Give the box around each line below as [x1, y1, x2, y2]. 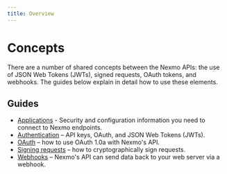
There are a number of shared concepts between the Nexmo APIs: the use [7, 63, 220, 71]
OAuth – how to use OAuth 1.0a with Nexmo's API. [17, 138, 160, 146]
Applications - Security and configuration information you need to [17, 116, 206, 125]
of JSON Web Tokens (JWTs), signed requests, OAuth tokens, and [7, 70, 196, 78]
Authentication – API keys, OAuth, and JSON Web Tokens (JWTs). [17, 131, 205, 139]
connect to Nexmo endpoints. [17, 123, 103, 132]
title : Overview [7, 10, 54, 17]
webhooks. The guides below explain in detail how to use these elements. [7, 78, 219, 86]
